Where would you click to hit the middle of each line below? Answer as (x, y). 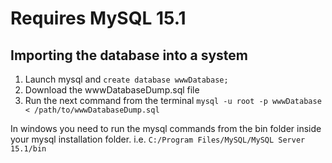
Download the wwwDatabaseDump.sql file (112, 90)
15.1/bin (28, 149)
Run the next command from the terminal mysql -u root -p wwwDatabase (173, 100)
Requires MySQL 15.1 (98, 18)
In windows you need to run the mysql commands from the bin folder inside (166, 128)
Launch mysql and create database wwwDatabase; (126, 79)
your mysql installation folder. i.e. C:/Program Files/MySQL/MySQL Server (158, 139)
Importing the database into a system (129, 55)
